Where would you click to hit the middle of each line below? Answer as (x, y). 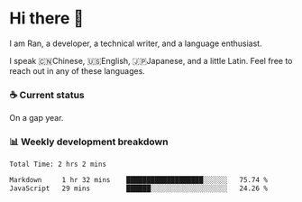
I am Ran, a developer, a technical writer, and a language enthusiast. (136, 43)
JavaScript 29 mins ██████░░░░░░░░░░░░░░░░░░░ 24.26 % (139, 188)
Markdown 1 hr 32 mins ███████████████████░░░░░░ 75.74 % (139, 180)
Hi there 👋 (46, 18)
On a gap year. (37, 118)
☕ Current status (47, 95)
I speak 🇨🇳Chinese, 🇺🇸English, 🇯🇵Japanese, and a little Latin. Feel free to (151, 60)
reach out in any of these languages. (78, 70)
